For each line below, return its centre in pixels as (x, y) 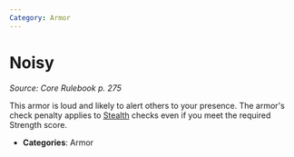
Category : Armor (40, 18)
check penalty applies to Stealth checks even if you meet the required (140, 115)
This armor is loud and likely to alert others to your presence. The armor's (147, 105)
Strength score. (39, 124)
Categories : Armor (58, 142)
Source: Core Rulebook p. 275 (66, 88)
